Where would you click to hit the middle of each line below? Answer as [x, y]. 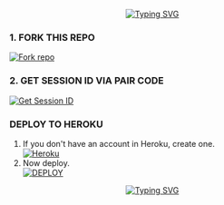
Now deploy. [46, 162]
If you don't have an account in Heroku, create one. [118, 143]
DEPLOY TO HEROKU [56, 124]
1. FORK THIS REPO [52, 37]
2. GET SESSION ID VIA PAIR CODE [87, 81]
